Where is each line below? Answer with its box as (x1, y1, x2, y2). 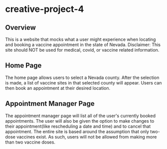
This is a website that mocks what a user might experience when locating (5, 36, 156, 42)
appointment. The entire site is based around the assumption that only (5, 128, 150, 135)
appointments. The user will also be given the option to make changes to (5, 118, 155, 124)
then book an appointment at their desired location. (5, 85, 111, 91)
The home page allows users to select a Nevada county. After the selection (5, 74, 160, 80)
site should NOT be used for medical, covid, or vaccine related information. (5, 47, 160, 53)
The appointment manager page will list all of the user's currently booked (5, 113, 156, 119)
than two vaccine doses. (5, 139, 56, 145)
